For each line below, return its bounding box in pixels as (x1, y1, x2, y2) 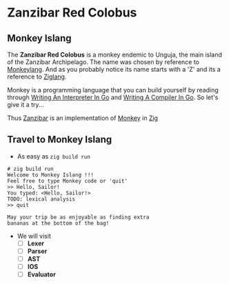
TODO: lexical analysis (7, 195, 76, 203)
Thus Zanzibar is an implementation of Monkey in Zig (7, 114, 159, 122)
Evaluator (27, 270, 57, 278)
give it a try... (7, 101, 44, 108)
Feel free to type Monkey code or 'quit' (7, 177, 128, 184)
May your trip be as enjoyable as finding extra (7, 214, 150, 221)
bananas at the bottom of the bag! (7, 219, 110, 227)
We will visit (17, 232, 52, 240)
